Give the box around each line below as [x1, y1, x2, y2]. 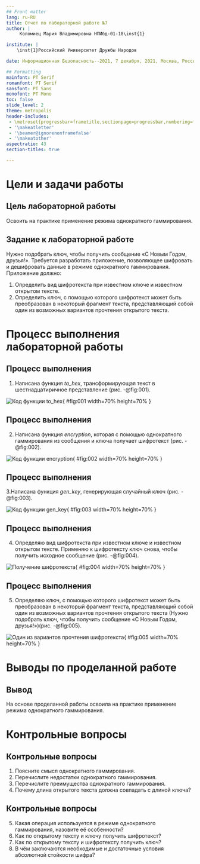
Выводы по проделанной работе [6, 661, 177, 675]
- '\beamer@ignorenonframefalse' [8, 130, 92, 136]
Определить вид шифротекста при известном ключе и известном [14, 281, 183, 288]
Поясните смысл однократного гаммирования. [14, 767, 136, 774]
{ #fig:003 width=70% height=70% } [66, 506, 157, 513]
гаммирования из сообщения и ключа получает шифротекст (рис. [14, 437, 183, 444]
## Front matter [6, 8, 46, 15]
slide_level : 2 [6, 102, 44, 108]
